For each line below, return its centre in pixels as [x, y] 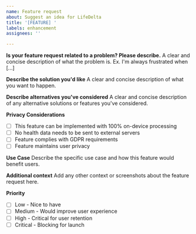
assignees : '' [24, 34]
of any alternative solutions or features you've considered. [77, 103]
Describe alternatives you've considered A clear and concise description [97, 97]
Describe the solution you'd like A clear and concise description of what [95, 80]
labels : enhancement [32, 28]
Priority [16, 193]
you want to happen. [31, 85]
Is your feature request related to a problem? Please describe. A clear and [98, 55]
